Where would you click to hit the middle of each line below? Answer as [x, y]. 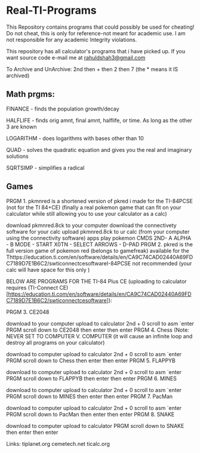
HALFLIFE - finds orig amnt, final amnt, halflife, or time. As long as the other [99, 120]
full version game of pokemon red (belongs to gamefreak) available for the [98, 250]
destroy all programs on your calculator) [56, 342]
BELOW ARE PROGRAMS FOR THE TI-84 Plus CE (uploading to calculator [96, 281]
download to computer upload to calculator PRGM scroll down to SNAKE [95, 426]
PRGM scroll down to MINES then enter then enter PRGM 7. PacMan [90, 396]
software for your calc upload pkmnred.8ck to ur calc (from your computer [98, 231]
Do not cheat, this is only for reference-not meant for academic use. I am [96, 33]
